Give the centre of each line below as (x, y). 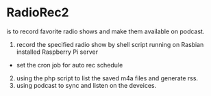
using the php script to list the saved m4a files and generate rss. (107, 78)
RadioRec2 (38, 13)
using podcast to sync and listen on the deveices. (86, 85)
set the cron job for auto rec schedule (70, 65)
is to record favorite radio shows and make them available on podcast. (105, 31)
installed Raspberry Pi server (57, 52)
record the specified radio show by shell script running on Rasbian (110, 44)
